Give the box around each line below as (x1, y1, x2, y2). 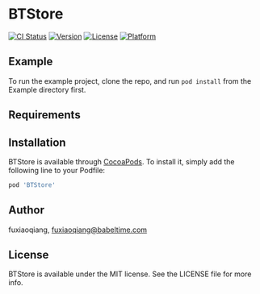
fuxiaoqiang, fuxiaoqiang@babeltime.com (8, 225, 148, 234)
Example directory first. (8, 85, 86, 94)
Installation (8, 135, 66, 149)
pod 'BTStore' (8, 180, 57, 189)
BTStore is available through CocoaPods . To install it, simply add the (8, 156, 236, 166)
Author (8, 203, 44, 217)
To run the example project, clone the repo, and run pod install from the (8, 76, 252, 85)
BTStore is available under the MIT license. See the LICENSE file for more (8, 269, 252, 279)
